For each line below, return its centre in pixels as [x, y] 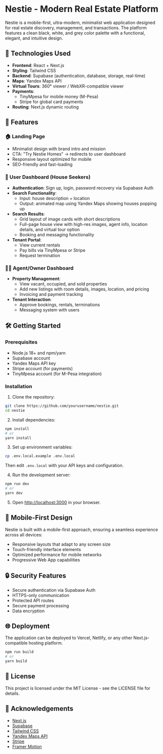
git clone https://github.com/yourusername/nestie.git [62, 406]
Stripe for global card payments [51, 102]
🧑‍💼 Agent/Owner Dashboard [40, 268]
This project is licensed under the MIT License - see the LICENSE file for [78, 688]
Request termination [40, 255]
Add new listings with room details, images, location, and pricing [84, 289]
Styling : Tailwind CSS [34, 70]
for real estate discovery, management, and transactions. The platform [76, 27]
